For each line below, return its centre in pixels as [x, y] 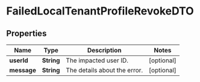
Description [104, 50]
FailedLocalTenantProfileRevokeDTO [100, 11]
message [23, 70]
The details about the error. [105, 70]
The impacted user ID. [97, 60]
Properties [27, 33]
